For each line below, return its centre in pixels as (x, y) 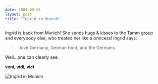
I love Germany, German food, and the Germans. (67, 48)
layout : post (19, 14)
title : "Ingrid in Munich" (33, 19)
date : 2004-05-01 (23, 10)
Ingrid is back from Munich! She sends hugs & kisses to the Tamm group (79, 33)
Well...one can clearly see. (32, 57)
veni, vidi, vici (20, 67)
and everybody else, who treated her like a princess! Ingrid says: (71, 38)
